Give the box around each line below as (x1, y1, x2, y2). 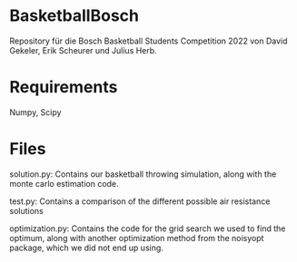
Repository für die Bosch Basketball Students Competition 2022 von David (9, 35, 288, 46)
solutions (9, 205, 44, 216)
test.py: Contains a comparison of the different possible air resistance (9, 196, 271, 207)
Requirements (9, 77, 118, 98)
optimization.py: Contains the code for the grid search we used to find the (9, 223, 286, 234)
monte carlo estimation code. (9, 178, 120, 189)
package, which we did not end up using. (9, 242, 163, 253)
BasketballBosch (9, 5, 139, 26)
